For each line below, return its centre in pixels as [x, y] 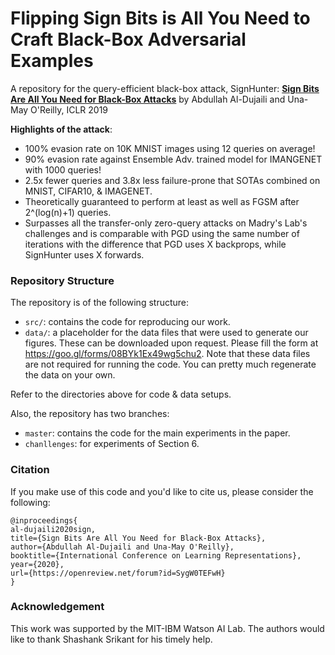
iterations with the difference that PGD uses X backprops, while [155, 244]
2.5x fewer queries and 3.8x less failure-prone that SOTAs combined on [172, 180]
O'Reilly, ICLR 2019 [69, 109]
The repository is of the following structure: [100, 303]
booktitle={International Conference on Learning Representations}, [156, 555]
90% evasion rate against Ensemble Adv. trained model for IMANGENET [173, 159]
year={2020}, [37, 564]
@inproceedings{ [44, 520]
